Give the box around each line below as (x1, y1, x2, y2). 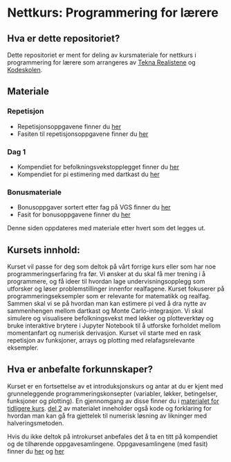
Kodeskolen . (7, 66, 43, 74)
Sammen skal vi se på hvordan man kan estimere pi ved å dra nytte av (7, 300, 207, 308)
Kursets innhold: (7, 244, 81, 256)
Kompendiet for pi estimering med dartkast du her (17, 170, 160, 178)
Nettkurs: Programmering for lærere (7, 5, 219, 21)
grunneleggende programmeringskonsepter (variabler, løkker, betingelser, (7, 389, 218, 397)
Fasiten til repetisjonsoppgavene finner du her (17, 130, 149, 138)
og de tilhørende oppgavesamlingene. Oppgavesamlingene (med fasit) (7, 439, 208, 448)
